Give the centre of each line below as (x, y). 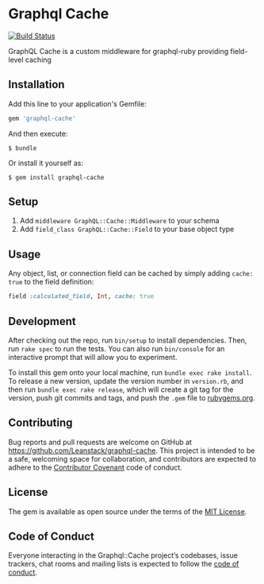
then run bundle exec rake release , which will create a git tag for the (121, 389)
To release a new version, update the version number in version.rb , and (126, 381)
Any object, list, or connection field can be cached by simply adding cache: (131, 273)
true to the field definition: (51, 282)
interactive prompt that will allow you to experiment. (93, 357)
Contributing (40, 423)
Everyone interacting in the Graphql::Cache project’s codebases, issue (123, 555)
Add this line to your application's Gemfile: (77, 103)
